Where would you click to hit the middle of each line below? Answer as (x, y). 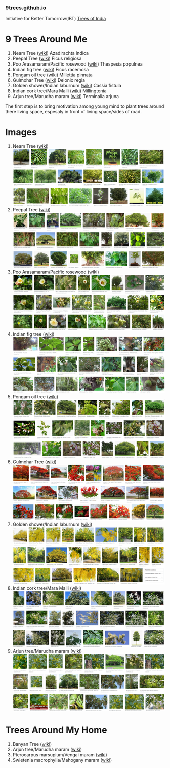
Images (21, 132)
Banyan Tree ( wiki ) (32, 744)
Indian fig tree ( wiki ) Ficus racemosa (51, 70)
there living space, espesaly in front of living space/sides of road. (73, 112)
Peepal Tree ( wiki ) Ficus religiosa (47, 59)
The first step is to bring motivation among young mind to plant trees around (85, 106)
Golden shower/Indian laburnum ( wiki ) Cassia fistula (67, 86)
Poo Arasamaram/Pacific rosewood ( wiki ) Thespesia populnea (77, 64)
